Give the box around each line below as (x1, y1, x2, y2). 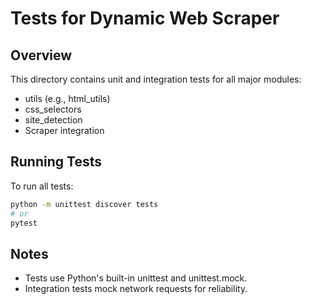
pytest (10, 218, 38, 228)
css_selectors (24, 103, 82, 115)
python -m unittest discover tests (10, 199, 159, 209)
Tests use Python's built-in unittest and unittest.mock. (24, 272, 248, 284)
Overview (10, 47, 73, 64)
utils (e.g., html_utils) (24, 93, 111, 104)
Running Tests (10, 153, 102, 171)
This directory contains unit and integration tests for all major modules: (10, 73, 302, 85)
